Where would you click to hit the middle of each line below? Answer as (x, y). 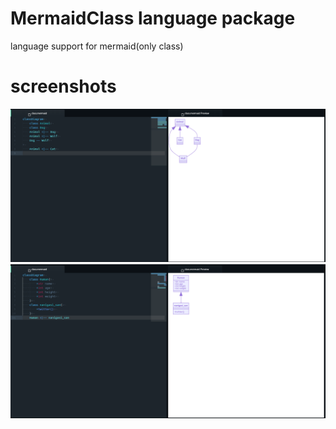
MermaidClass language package (153, 18)
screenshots (63, 86)
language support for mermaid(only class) (97, 46)
